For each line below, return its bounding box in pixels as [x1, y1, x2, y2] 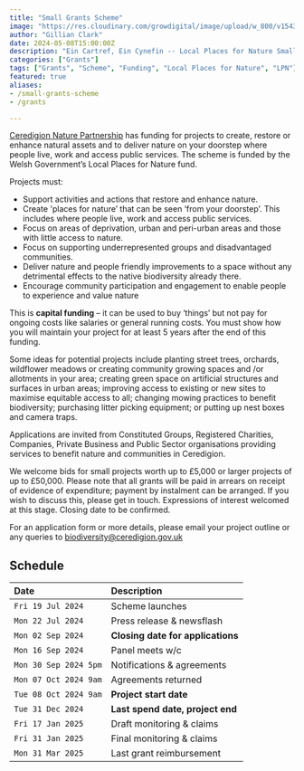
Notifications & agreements [110, 659, 227, 671]
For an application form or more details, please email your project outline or [9, 522, 290, 533]
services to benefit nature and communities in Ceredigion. [9, 449, 226, 460]
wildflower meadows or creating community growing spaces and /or [9, 364, 264, 375]
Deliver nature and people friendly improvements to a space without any [22, 262, 292, 272]
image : [9, 22, 34, 31]
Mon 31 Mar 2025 [14, 748, 84, 758]
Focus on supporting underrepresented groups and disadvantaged [22, 242, 271, 253]
